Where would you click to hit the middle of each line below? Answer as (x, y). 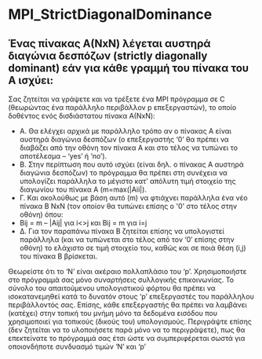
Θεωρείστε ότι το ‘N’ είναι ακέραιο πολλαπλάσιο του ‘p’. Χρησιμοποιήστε (127, 271)
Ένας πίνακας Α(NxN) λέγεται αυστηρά (109, 44)
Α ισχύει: (31, 80)
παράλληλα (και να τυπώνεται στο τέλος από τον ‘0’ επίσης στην (127, 240)
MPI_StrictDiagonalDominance (110, 15)
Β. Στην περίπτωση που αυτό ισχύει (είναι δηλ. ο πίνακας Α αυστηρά (132, 164)
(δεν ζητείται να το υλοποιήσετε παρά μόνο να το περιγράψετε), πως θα (127, 330)
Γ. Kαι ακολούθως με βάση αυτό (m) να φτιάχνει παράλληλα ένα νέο (134, 198)
